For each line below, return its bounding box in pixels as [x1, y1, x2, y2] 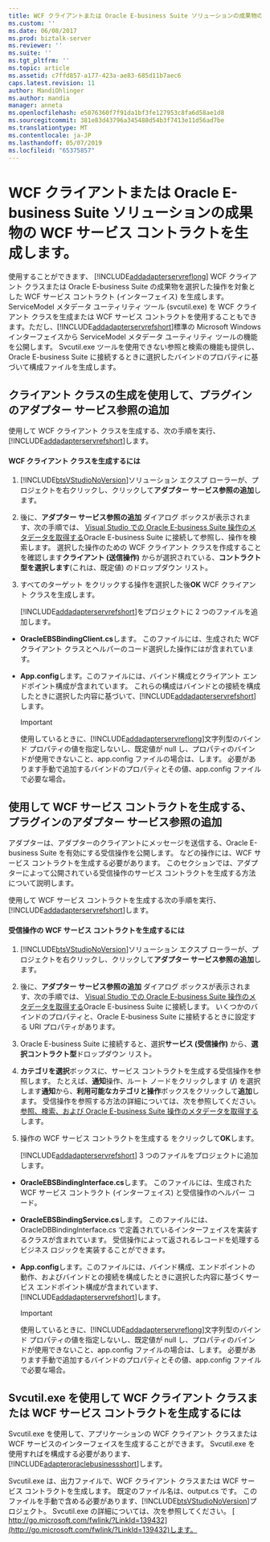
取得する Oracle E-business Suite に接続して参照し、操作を [55, 532, 250, 543]
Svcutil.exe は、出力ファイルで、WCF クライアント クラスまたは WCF [8, 1476, 239, 1486]
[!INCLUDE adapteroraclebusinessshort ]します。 [8, 1459, 167, 1469]
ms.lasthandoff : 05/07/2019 [8, 138, 103, 147]
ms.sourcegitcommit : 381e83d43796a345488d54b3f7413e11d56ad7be [8, 117, 225, 125]
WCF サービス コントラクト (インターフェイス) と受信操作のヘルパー [19, 1187, 247, 1198]
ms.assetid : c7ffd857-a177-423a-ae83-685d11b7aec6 [8, 72, 182, 80]
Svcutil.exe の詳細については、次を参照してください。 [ [51, 1507, 235, 1516]
